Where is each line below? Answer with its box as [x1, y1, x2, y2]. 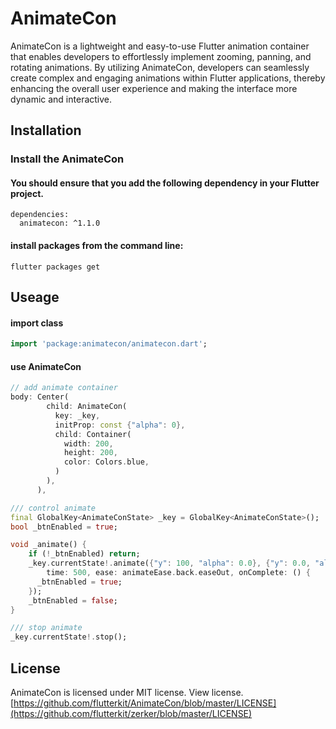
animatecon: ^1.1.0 [19, 218, 101, 229]
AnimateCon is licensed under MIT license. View [10, 687, 210, 699]
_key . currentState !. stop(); [10, 632, 128, 642]
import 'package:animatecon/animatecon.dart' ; [10, 339, 208, 349]
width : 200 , [63, 438, 114, 449]
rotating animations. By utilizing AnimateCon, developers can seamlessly [10, 61, 310, 73]
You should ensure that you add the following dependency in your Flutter [10, 177, 320, 189]
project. [10, 187, 44, 199]
